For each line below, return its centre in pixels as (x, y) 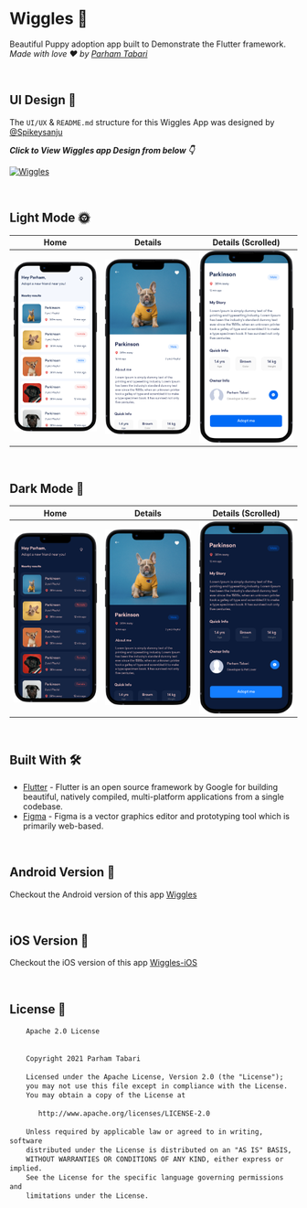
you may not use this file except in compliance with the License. (157, 1086)
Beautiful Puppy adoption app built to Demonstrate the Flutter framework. (148, 44)
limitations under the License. (87, 1196)
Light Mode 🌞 (50, 218)
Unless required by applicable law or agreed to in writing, (144, 1132)
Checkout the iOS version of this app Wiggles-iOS (104, 963)
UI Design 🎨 (43, 100)
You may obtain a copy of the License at (106, 1096)
